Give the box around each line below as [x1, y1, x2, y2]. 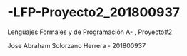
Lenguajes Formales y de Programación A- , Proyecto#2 [7, 28, 173, 36]
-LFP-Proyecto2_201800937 [7, 4, 181, 21]
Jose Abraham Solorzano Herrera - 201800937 [7, 41, 146, 50]
